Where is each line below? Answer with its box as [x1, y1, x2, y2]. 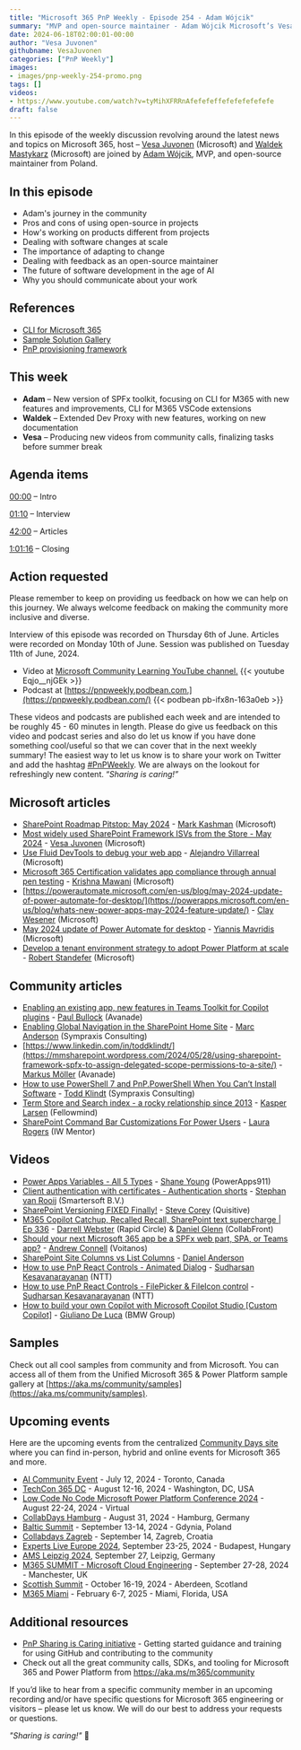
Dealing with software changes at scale [21, 237, 168, 248]
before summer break [21, 441, 103, 451]
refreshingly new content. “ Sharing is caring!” [9, 769, 179, 780]
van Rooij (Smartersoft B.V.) [21, 1194, 125, 1205]
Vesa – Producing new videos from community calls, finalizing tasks [21, 432, 275, 442]
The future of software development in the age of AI [21, 266, 215, 276]
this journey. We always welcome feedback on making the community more [9, 602, 288, 613]
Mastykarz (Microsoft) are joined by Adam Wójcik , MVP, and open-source [9, 149, 282, 160]
